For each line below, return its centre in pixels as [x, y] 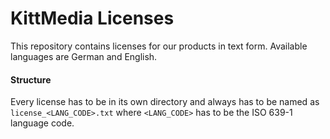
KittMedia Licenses [92, 18]
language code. [42, 123]
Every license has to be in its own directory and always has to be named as [165, 102]
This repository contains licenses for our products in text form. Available [159, 46]
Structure [31, 79]
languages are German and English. [84, 56]
